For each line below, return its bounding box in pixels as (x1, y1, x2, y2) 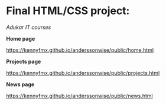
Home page (6, 35, 35, 42)
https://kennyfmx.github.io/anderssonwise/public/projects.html (6, 69, 160, 76)
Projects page (6, 58, 41, 65)
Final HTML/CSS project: (6, 4, 130, 18)
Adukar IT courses (6, 24, 51, 31)
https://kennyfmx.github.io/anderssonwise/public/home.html (6, 46, 154, 54)
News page (6, 81, 35, 88)
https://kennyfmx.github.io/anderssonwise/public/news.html (6, 92, 153, 99)
